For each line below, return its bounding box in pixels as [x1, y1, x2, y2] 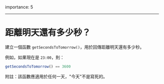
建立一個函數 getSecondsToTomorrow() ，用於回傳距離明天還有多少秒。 [5, 44, 144, 50]
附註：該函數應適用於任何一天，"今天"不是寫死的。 [5, 73, 108, 79]
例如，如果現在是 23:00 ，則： [5, 54, 64, 60]
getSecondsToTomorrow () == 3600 [5, 64, 71, 69]
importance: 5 [5, 4, 33, 10]
